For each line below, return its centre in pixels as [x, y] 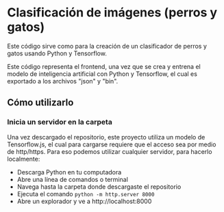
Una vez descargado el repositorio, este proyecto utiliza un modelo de [106, 137]
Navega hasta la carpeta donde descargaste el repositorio [99, 187]
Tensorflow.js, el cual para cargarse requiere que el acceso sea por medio [112, 144]
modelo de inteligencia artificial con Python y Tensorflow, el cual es [102, 74]
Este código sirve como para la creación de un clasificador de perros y [107, 46]
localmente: [24, 159]
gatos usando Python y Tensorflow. [57, 53]
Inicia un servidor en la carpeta [60, 122]
